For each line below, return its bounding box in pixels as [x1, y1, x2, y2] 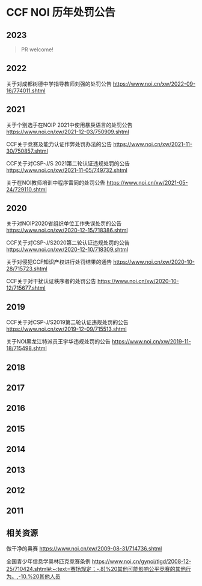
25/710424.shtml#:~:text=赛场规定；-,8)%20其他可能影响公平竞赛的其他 [6, 565, 186, 573]
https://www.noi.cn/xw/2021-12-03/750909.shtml [6, 128, 129, 135]
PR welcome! [20, 46, 54, 53]
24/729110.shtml [6, 185, 47, 193]
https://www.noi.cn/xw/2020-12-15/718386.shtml [6, 227, 128, 234]
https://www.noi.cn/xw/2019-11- [111, 338, 191, 345]
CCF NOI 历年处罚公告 [6, 5, 115, 19]
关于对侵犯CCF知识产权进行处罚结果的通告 [6, 258, 112, 266]
